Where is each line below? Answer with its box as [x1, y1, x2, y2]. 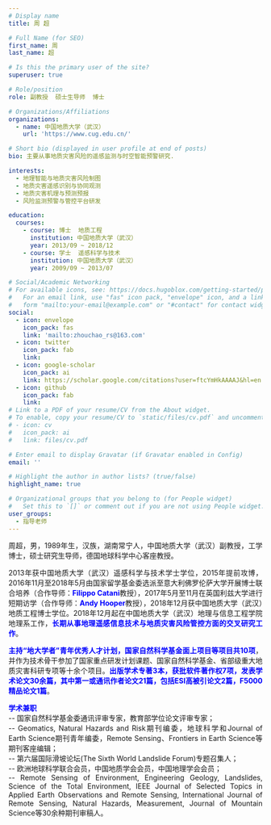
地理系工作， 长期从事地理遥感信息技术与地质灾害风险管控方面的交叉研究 [8, 618, 256, 628]
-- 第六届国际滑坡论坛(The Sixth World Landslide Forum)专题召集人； [8, 753, 239, 763]
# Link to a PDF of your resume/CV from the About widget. [8, 406, 211, 414]
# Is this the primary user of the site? [8, 64, 150, 72]
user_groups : [8, 509, 52, 517]
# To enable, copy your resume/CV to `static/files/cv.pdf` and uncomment [8, 413, 265, 422]
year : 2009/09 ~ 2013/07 [29, 264, 114, 272]
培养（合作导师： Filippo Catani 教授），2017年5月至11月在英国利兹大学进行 [15, 588, 264, 597]
